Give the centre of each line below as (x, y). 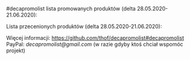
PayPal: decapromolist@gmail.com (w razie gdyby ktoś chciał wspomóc (95, 44)
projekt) (16, 50)
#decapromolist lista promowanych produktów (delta (71, 9)
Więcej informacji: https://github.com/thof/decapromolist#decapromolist (95, 38)
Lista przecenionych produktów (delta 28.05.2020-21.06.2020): (84, 26)
